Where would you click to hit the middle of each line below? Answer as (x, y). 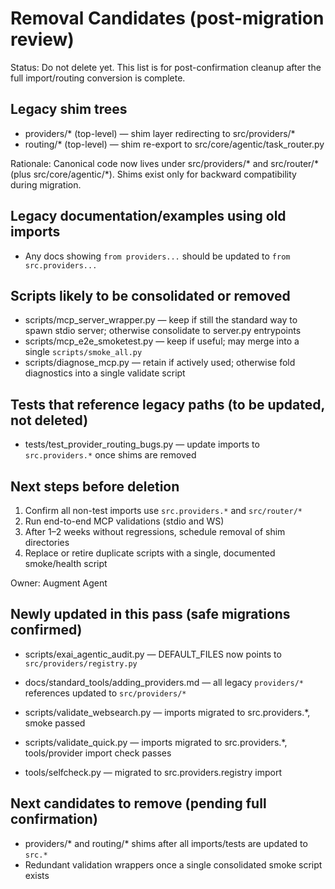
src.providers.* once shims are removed (110, 455)
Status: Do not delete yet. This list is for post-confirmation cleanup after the (166, 67)
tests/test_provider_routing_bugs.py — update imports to (142, 444)
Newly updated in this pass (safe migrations (150, 614)
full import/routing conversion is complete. (98, 78)
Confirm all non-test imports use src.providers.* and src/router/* (163, 510)
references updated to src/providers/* (105, 693)
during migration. (46, 184)
